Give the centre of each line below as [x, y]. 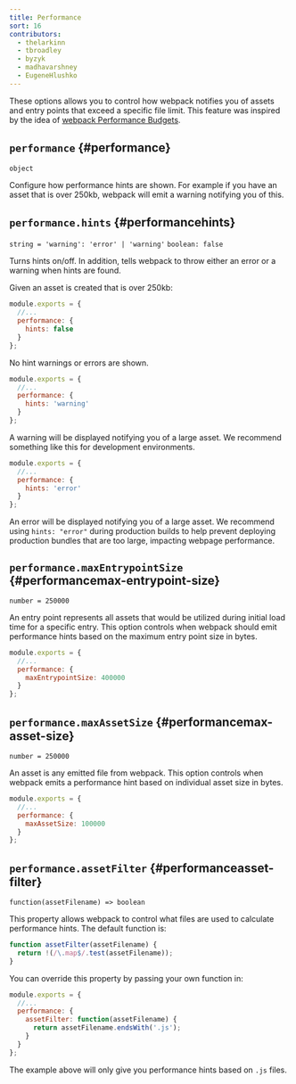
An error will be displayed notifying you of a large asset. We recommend [142, 521]
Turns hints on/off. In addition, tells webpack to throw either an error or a [143, 261]
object [21, 168]
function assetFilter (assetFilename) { [83, 945]
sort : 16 [25, 26]
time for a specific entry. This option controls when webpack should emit [144, 627]
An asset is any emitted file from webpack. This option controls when [136, 773]
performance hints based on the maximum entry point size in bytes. [134, 636]
